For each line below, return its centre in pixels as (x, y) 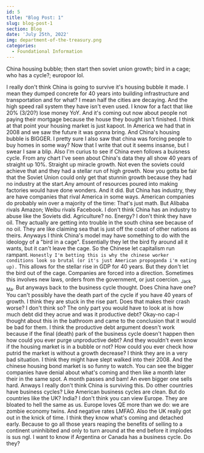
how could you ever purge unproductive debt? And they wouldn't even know (102, 340)
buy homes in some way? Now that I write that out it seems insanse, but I (98, 145)
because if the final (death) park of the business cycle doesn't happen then (100, 334)
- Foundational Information (47, 52)
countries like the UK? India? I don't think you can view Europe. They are (97, 398)
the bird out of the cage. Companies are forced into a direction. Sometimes (100, 273)
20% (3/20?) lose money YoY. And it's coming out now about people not (97, 112)
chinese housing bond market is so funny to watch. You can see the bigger (100, 366)
